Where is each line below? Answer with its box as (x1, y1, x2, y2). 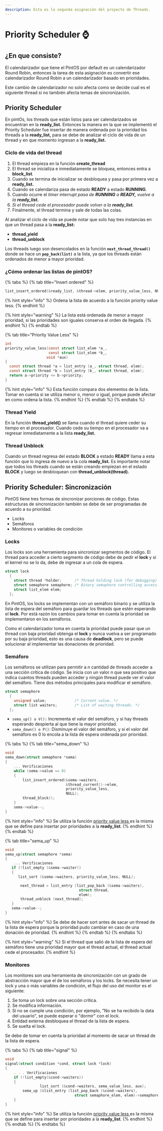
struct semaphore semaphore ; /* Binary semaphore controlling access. (14, 583, 160, 588)
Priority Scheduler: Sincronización (5, 483, 112, 491)
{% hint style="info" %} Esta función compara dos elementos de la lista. (5, 386, 149, 392)
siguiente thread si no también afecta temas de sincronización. (5, 90, 130, 95)
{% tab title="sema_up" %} (5, 838, 59, 844)
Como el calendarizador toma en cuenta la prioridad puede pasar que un (5, 625, 150, 631)
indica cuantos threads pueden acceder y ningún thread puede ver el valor (5, 675, 155, 681)
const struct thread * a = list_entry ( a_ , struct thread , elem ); (9, 364, 145, 369)
